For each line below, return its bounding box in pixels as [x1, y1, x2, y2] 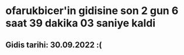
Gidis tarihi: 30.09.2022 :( [5, 40, 102, 50]
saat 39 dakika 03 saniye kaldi [5, 16, 156, 30]
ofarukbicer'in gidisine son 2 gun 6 [5, 4, 179, 18]
